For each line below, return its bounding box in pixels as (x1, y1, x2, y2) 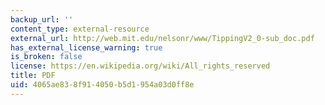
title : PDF (10, 71, 56, 81)
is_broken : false (10, 52, 83, 62)
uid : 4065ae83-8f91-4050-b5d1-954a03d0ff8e (10, 80, 195, 90)
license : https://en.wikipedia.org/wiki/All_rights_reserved (10, 61, 271, 71)
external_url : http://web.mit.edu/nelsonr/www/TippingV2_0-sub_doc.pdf (10, 33, 315, 43)
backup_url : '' (10, 14, 74, 25)
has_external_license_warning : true (10, 42, 163, 53)
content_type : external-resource (10, 24, 150, 34)
